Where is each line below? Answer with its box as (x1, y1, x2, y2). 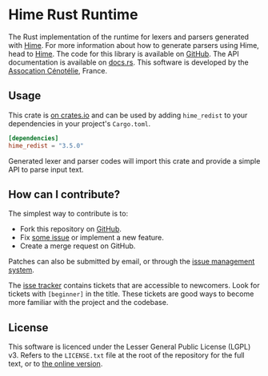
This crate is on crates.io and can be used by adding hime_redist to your (8, 110, 248, 120)
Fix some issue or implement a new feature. (19, 233, 164, 243)
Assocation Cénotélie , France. (8, 65, 108, 75)
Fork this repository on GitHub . (19, 224, 122, 234)
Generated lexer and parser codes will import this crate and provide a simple (8, 156, 261, 165)
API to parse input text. (8, 164, 84, 174)
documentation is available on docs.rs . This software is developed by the (8, 57, 250, 67)
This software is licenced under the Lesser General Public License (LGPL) (8, 342, 251, 352)
